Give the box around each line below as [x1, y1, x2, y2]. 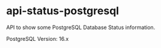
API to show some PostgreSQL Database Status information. [6, 24, 156, 31]
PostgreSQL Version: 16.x [6, 35, 69, 42]
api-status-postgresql [6, 4, 119, 18]
